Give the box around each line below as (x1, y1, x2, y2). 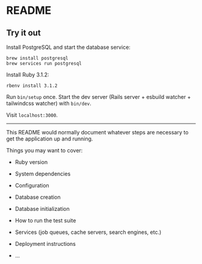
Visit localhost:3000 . (6, 112, 58, 118)
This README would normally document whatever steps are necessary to (6, 129, 189, 136)
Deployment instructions (14, 240, 76, 247)
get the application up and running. (6, 135, 93, 142)
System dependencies (14, 170, 71, 177)
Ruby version (14, 159, 48, 166)
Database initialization (14, 206, 70, 212)
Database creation (14, 193, 61, 201)
